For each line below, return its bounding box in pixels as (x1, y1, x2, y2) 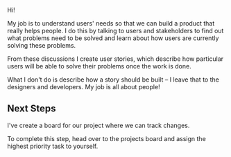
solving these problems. (7, 41, 76, 49)
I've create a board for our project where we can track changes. (7, 121, 190, 129)
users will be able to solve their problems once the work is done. (7, 62, 192, 70)
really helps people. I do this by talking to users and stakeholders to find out (7, 27, 224, 35)
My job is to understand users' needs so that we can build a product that (7, 19, 215, 27)
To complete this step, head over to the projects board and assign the (7, 134, 206, 142)
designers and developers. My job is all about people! (7, 83, 161, 91)
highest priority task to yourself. (7, 142, 99, 150)
